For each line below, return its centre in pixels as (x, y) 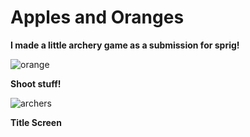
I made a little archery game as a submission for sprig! (125, 45)
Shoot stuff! (36, 83)
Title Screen (36, 122)
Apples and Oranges (97, 17)
